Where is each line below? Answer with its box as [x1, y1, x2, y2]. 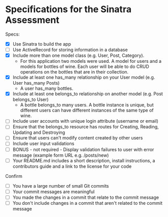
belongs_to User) [12, 96, 49, 102]
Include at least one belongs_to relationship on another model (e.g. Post [12, 91, 163, 97]
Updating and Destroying [12, 129, 65, 135]
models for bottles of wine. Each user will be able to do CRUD [20, 63, 149, 69]
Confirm [5, 173, 23, 179]
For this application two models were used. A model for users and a [20, 58, 161, 64]
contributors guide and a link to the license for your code [12, 163, 132, 169]
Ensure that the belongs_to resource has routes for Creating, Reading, [12, 124, 159, 130]
